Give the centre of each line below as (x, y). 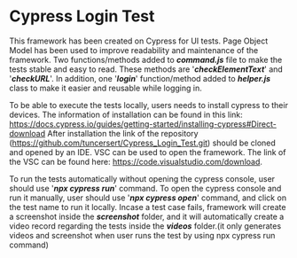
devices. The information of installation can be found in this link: (126, 114)
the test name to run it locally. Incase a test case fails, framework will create (148, 207)
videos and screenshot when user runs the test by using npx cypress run (142, 235)
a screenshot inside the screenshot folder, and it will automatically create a (147, 216)
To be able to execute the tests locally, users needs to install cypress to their (148, 105)
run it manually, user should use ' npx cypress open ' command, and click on (148, 198)
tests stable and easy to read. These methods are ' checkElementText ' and (146, 69)
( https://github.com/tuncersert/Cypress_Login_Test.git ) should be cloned (143, 143)
